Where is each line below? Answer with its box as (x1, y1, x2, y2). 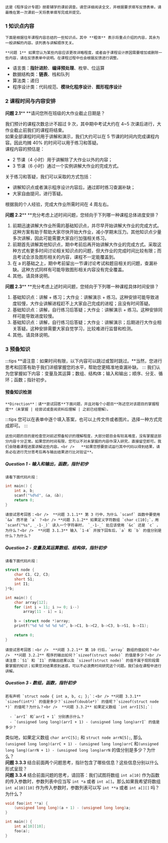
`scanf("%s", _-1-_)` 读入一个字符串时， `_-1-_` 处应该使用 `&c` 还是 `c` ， (5, 523, 160, 528)
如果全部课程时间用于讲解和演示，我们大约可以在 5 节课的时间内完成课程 (5, 133, 155, 139)
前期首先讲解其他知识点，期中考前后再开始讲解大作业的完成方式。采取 (12, 241, 157, 247)
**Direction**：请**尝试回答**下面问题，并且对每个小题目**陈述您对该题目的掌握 (5, 401, 156, 407)
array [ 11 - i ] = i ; (23, 609, 64, 614)
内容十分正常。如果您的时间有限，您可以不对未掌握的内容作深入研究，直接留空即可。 (8, 439, 158, 444)
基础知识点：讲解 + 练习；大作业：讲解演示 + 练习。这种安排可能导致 (12, 294, 155, 300)
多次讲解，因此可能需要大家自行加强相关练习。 (12, 235, 109, 241)
